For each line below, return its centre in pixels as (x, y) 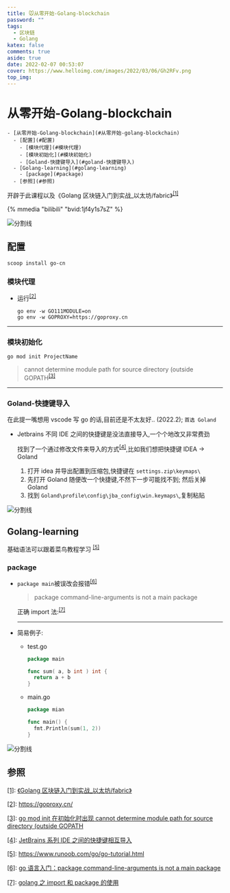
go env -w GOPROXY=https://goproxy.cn (72, 317)
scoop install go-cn (37, 263)
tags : (15, 26)
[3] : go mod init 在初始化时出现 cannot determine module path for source (110, 818)
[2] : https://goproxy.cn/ (40, 804)
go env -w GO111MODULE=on (54, 311)
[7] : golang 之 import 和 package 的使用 (63, 882)
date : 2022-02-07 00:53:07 (46, 64)
